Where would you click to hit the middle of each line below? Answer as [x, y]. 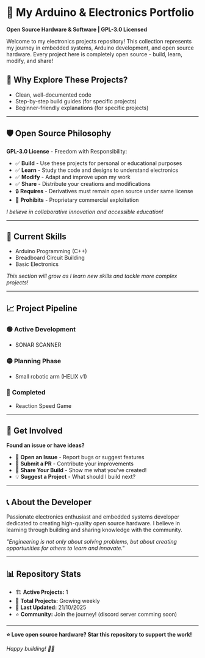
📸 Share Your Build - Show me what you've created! [81, 470]
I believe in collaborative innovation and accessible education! [85, 212]
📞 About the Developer [49, 502]
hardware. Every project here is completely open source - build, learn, [95, 54]
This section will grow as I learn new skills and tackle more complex [92, 276]
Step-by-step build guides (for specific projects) [76, 101]
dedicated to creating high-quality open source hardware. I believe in [93, 523]
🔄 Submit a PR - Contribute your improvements [74, 464]
